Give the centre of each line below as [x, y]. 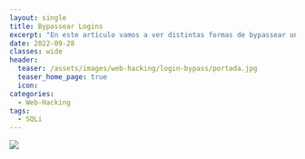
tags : [20, 111]
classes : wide [36, 52]
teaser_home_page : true [62, 77]
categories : [32, 94]
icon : [28, 85]
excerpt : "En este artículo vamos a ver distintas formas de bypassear [148, 35]
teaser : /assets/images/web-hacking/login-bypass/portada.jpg [138, 69]
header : [24, 60]
